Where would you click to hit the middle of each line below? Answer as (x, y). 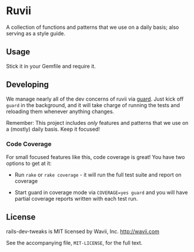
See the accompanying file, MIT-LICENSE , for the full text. (74, 243)
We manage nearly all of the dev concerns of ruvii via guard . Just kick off (95, 99)
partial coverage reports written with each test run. (76, 198)
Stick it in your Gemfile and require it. (51, 66)
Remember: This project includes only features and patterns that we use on (97, 122)
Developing (27, 84)
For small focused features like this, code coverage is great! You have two (96, 157)
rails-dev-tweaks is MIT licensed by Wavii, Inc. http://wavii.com (83, 231)
